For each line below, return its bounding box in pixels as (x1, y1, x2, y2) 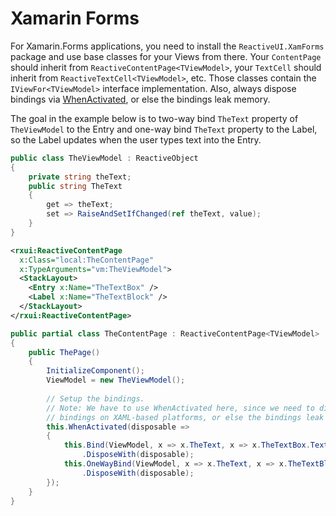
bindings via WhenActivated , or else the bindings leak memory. (10, 93, 271, 105)
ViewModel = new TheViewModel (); (46, 375, 186, 386)
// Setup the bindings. (46, 393, 145, 404)
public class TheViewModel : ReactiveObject (10, 153, 199, 163)
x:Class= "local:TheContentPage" (19, 255, 155, 265)
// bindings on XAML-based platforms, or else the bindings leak (46, 412, 325, 422)
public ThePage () (28, 347, 101, 357)
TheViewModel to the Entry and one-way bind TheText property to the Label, (10, 123, 318, 135)
